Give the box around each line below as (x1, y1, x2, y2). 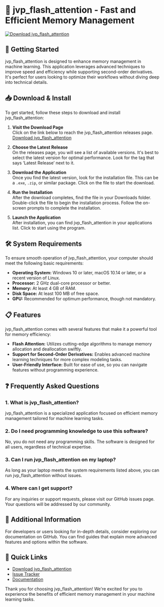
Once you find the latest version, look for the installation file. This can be (12, 174, 159, 181)
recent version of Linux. (12, 275, 60, 281)
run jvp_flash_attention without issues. (5, 473, 82, 478)
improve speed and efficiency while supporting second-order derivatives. (5, 69, 154, 75)
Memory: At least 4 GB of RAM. (12, 286, 77, 291)
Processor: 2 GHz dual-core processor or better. (12, 280, 111, 286)
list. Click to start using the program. (12, 225, 86, 231)
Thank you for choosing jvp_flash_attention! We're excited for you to (5, 586, 143, 592)
